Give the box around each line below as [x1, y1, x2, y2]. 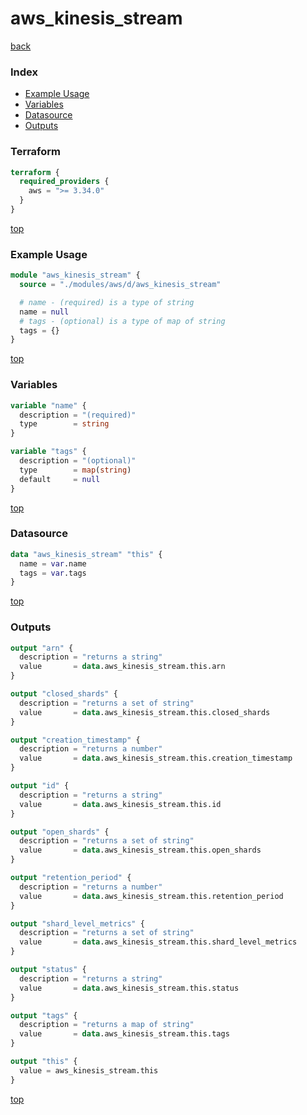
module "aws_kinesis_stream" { [10, 270, 141, 281]
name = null [19, 307, 70, 317]
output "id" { [10, 781, 70, 791]
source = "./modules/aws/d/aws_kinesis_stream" [19, 280, 222, 290]
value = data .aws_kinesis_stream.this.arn [19, 662, 226, 672]
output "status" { [10, 965, 87, 975]
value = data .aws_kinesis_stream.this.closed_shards [19, 707, 271, 717]
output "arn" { [10, 643, 74, 653]
